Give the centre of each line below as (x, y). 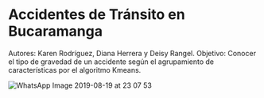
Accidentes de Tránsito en (97, 15)
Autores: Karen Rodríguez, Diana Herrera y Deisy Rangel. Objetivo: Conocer (132, 53)
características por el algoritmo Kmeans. (75, 70)
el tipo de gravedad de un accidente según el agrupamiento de (111, 62)
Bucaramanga (56, 31)
